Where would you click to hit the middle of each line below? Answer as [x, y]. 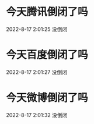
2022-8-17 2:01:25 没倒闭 [37, 29]
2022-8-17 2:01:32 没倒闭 [37, 115]
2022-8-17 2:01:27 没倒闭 [37, 72]
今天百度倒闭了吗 [47, 55]
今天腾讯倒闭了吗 [47, 12]
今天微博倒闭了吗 [47, 98]
